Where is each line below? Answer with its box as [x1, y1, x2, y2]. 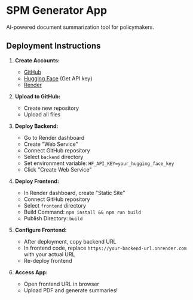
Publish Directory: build [23, 214, 83, 222]
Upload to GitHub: [14, 92, 61, 100]
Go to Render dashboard [23, 134, 85, 141]
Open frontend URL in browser [23, 280, 100, 287]
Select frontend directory [23, 202, 87, 209]
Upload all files [23, 110, 61, 118]
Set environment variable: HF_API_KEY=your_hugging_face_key [23, 160, 174, 167]
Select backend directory [23, 153, 84, 160]
